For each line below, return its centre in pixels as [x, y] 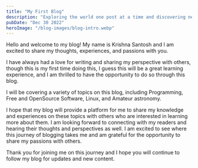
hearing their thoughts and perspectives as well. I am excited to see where [96, 129]
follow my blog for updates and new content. [60, 159]
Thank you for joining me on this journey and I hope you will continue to [93, 153]
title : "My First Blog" [35, 11]
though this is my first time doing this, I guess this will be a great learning [95, 69]
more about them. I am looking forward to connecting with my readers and [96, 122]
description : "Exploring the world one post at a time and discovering [96, 17]
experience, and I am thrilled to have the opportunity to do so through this [96, 75]
